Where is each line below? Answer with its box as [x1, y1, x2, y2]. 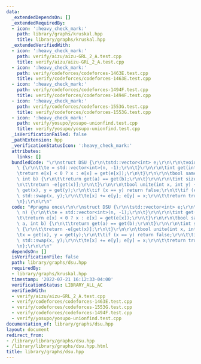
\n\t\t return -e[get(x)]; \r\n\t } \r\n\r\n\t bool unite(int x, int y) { [17, 182, 197, 188]
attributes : [11, 148, 42, 154]
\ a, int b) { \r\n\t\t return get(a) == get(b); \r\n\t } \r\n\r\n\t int [17, 221, 191, 227]
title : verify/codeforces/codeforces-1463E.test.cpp [17, 76, 151, 82]
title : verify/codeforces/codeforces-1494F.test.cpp [17, 92, 151, 98]
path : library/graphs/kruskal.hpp [17, 31, 103, 37]
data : [6, 8, 20, 15]
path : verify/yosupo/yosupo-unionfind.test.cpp [17, 121, 138, 127]
